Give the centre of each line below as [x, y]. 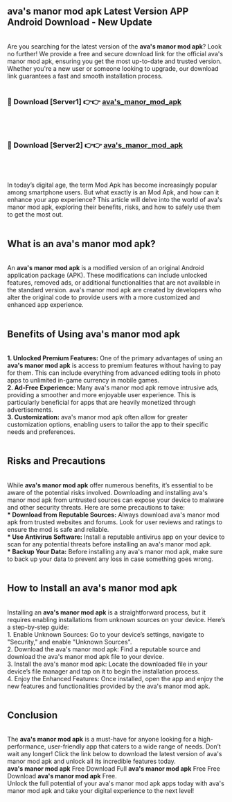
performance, [27, 746]
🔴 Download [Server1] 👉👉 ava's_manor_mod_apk [95, 101]
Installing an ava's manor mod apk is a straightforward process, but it [107, 612]
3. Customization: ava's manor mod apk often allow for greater [98, 417]
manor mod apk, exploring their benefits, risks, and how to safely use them [114, 207]
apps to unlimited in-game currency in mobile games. [83, 381]
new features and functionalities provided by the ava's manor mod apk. [109, 686]
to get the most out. [35, 215]
